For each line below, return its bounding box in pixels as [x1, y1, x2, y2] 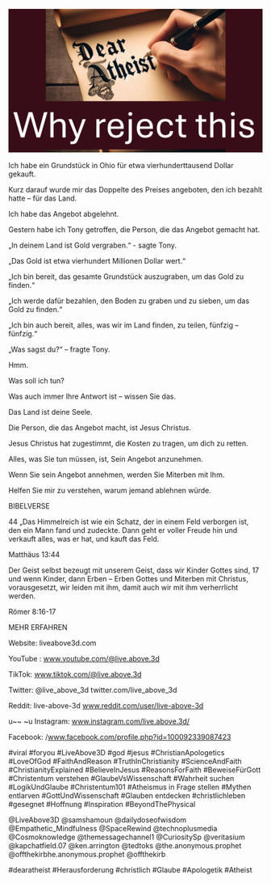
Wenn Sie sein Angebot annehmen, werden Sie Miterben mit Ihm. [8, 470, 225, 480]
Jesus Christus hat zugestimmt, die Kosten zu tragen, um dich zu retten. [8, 438, 248, 448]
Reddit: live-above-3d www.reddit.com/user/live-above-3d [8, 700, 204, 710]
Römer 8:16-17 [8, 606, 56, 616]
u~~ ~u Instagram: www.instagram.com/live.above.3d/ [8, 716, 190, 726]
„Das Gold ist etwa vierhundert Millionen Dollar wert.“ [8, 256, 186, 265]
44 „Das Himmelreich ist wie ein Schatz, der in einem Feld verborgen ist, [8, 517, 249, 526]
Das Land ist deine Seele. [8, 407, 93, 416]
